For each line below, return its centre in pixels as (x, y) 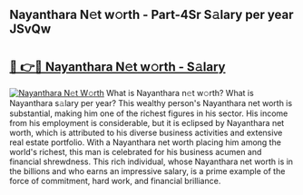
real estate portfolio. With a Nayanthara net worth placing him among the (145, 142)
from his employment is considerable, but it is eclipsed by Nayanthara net (147, 123)
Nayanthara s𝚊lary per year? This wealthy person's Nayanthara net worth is (151, 103)
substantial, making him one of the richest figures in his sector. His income (149, 113)
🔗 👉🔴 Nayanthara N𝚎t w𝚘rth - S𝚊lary (117, 67)
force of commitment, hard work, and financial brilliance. (115, 181)
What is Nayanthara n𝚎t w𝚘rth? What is (180, 93)
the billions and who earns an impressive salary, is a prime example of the (147, 171)
